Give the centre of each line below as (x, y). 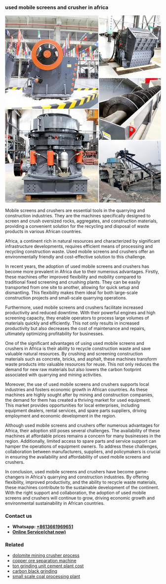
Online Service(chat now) (39, 532)
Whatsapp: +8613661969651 (42, 526)
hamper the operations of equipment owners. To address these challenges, (82, 446)
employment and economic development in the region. (61, 416)
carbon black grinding (35, 571)
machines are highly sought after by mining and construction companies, (80, 395)
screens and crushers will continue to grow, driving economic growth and (80, 498)
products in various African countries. (44, 231)
